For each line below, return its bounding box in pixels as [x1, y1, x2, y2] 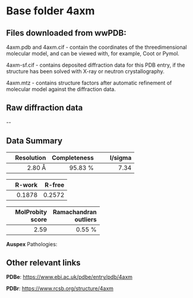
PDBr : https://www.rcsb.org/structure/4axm [6, 285, 114, 292]
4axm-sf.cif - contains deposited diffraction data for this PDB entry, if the [6, 61, 185, 68]
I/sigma [109, 153, 132, 162]
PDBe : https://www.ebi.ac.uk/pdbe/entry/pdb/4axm [6, 274, 132, 281]
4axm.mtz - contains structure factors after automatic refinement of [6, 79, 172, 86]
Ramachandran [52, 208, 97, 216]
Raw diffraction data [6, 103, 83, 113]
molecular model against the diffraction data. [6, 86, 116, 93]
